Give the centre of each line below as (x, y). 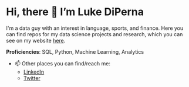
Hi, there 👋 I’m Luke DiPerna (75, 12)
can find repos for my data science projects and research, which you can (95, 34)
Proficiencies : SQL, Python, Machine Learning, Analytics (75, 51)
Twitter (32, 78)
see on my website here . (36, 40)
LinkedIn (34, 72)
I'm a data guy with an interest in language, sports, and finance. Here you (95, 28)
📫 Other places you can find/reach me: (62, 63)
